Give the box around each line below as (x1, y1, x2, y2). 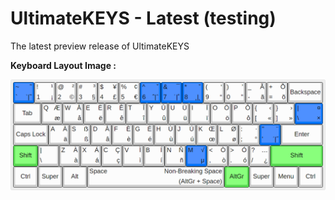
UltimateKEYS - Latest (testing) (10, 7, 277, 30)
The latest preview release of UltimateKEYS (10, 40, 190, 52)
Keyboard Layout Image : (10, 59, 117, 71)
